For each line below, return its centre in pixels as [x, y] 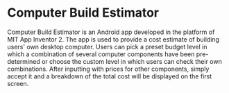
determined [24, 61]
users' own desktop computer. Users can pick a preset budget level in [107, 46]
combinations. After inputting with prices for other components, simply [108, 69]
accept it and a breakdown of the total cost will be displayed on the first [110, 76]
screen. [18, 83]
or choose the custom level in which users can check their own [132, 61]
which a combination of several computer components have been [101, 54]
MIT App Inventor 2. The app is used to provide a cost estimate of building [113, 39]
